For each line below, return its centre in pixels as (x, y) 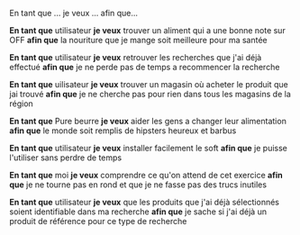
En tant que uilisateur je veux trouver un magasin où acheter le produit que (149, 84)
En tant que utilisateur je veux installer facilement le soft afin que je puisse (149, 148)
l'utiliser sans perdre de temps (66, 158)
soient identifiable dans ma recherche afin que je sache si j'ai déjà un (138, 212)
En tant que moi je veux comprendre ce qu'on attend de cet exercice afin (146, 175)
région (21, 104)
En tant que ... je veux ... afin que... (73, 13)
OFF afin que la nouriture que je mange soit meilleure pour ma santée (138, 40)
